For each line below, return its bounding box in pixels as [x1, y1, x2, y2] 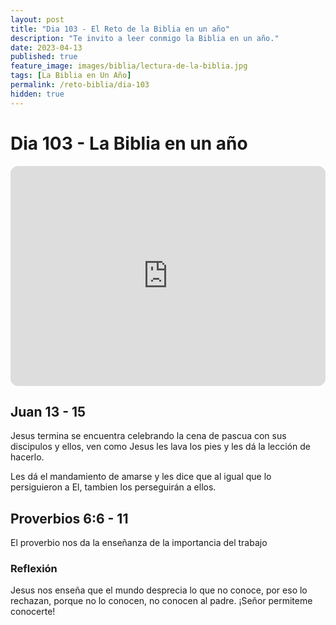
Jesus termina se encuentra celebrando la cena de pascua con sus [10, 430, 287, 442]
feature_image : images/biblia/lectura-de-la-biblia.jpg [10, 61, 248, 71]
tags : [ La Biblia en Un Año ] [10, 71, 132, 81]
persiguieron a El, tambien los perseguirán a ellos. [10, 481, 217, 493]
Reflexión [10, 562, 58, 576]
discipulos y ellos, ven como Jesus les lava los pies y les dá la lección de [10, 441, 311, 453]
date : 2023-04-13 [10, 42, 83, 53]
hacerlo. [10, 451, 45, 463]
